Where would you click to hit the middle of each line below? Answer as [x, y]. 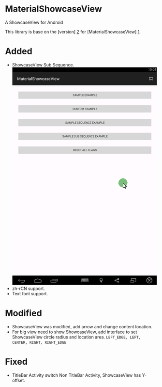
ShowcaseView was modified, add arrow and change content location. [82, 326]
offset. [18, 380]
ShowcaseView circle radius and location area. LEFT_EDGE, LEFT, [76, 337]
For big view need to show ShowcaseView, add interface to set [74, 332]
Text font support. [30, 293]
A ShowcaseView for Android [34, 22]
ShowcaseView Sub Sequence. [43, 64]
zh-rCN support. [28, 288]
